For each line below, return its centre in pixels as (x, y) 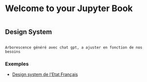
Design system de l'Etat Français (45, 74)
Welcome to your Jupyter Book (69, 8)
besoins (13, 51)
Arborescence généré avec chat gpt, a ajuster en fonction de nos (74, 47)
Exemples (17, 64)
